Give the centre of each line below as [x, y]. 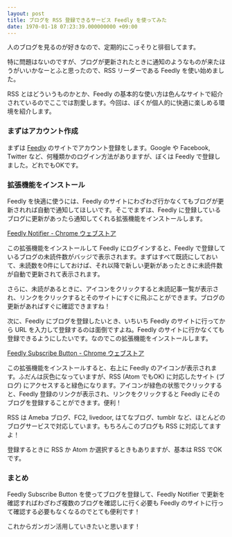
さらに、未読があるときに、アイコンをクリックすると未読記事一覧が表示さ [113, 288]
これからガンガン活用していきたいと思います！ [74, 527]
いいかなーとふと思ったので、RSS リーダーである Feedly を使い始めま [119, 71]
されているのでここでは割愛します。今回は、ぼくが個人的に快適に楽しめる [113, 103]
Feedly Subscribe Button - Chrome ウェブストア [76, 353]
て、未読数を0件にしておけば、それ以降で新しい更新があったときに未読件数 [115, 265]
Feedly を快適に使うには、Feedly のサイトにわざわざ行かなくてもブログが [113, 201]
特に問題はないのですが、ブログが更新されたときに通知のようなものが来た [113, 62]
